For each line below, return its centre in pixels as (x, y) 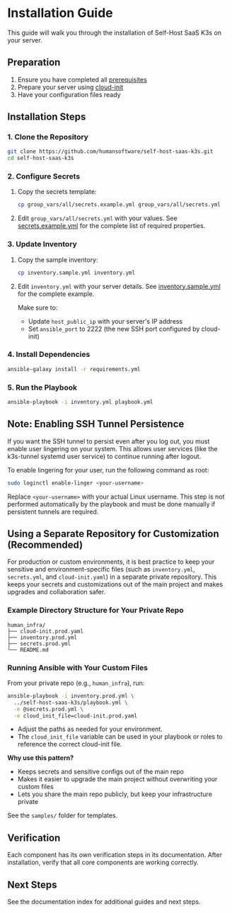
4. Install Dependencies (49, 354)
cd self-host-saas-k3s (41, 158)
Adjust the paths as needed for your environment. (90, 729)
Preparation (34, 63)
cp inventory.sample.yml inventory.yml (76, 273)
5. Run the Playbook (42, 387)
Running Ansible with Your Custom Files (78, 667)
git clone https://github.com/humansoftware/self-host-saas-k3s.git (110, 152)
